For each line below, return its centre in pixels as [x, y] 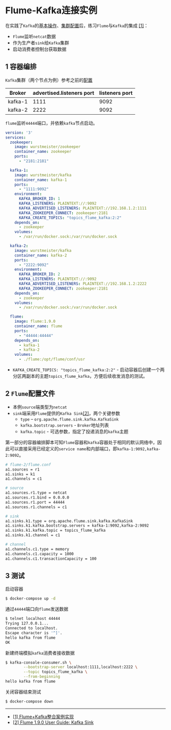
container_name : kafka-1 [41, 180]
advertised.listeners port [64, 93]
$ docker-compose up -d [31, 599]
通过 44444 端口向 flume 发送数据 [37, 609]
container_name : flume [38, 326]
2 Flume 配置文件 [30, 394]
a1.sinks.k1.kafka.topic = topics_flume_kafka [55, 531]
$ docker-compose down [29, 701]
